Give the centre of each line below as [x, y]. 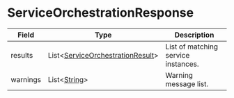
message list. [187, 83]
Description [194, 35]
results [22, 55]
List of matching [192, 47]
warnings [26, 79]
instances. [182, 64]
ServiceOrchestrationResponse [100, 13]
